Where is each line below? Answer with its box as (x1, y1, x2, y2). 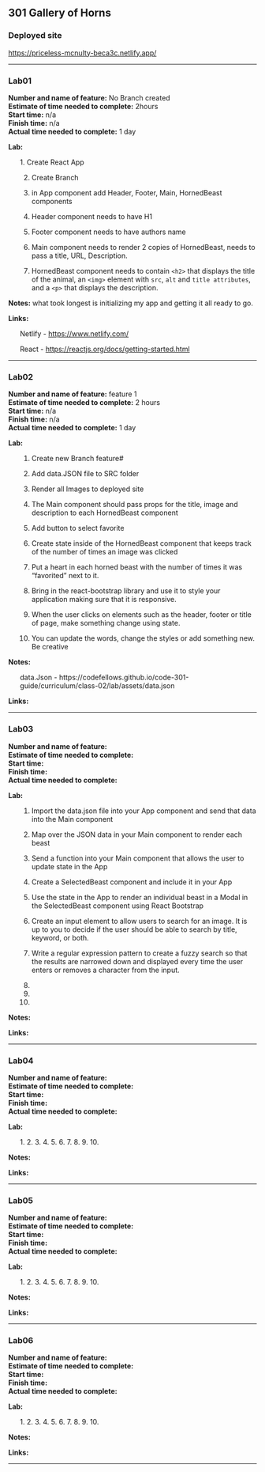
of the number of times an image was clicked (31, 547, 178, 557)
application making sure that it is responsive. (31, 595, 177, 604)
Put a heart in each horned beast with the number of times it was (31, 562, 243, 572)
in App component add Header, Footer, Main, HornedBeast (31, 187, 222, 197)
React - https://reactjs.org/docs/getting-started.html (19, 344, 191, 354)
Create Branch (31, 172, 79, 182)
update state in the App (31, 861, 108, 871)
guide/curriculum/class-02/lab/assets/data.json (19, 681, 175, 691)
